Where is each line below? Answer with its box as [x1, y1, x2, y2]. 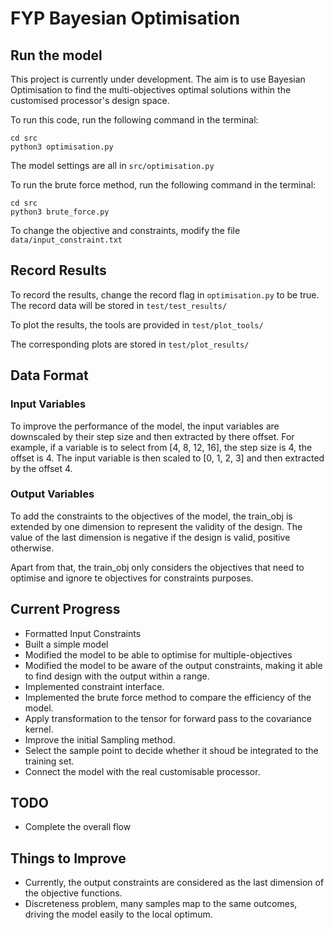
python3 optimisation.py [10, 142, 114, 152]
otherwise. [10, 542, 55, 554]
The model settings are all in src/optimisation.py [10, 160, 215, 171]
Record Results [10, 262, 107, 279]
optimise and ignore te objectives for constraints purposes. [10, 572, 254, 584]
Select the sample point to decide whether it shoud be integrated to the [24, 744, 319, 756]
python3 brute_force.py [10, 207, 110, 217]
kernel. [24, 723, 54, 735]
